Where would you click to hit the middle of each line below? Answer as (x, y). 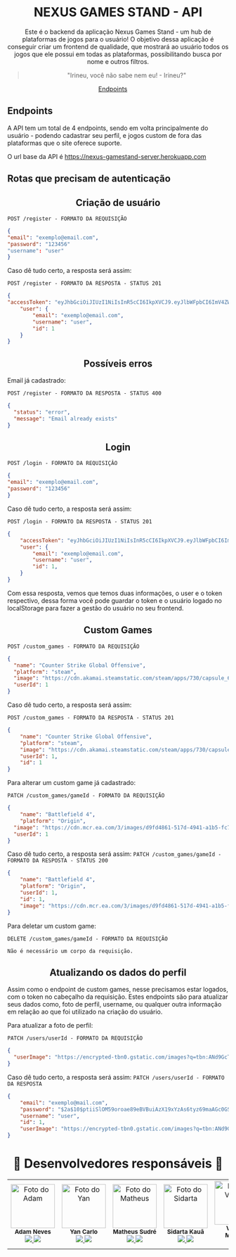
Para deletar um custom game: (52, 926)
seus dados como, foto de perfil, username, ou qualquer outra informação (114, 1004)
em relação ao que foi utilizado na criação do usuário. (85, 1012)
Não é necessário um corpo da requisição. (70, 951)
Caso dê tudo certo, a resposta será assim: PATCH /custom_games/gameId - (114, 854)
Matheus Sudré (135, 1232)
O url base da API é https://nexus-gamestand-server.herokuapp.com (107, 156)
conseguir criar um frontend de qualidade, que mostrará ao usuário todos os (118, 46)
